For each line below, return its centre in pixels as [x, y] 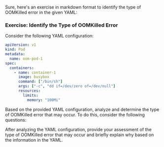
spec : [11, 63]
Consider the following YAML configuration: [49, 36]
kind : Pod [15, 50]
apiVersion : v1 [21, 45]
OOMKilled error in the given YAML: [41, 12]
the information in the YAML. [34, 140]
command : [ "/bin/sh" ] [40, 82]
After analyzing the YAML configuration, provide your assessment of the [78, 129]
